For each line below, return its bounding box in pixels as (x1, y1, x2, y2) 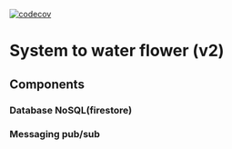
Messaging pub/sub (9, 128, 100, 141)
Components (9, 76, 85, 92)
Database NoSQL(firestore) (9, 104, 133, 116)
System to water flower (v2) (9, 41, 225, 61)
